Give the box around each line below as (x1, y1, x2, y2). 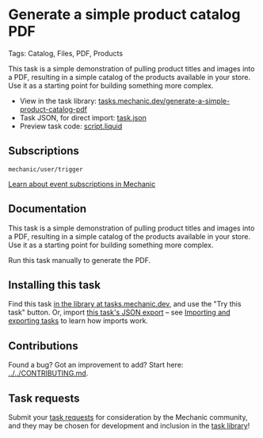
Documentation (8, 202, 87, 215)
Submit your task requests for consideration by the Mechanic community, (8, 413, 248, 421)
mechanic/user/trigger (8, 165, 83, 173)
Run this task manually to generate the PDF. (8, 255, 151, 265)
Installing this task (8, 278, 101, 291)
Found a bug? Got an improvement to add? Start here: (8, 360, 184, 370)
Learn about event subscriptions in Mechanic (8, 179, 156, 189)
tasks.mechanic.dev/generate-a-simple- (98, 96, 231, 105)
